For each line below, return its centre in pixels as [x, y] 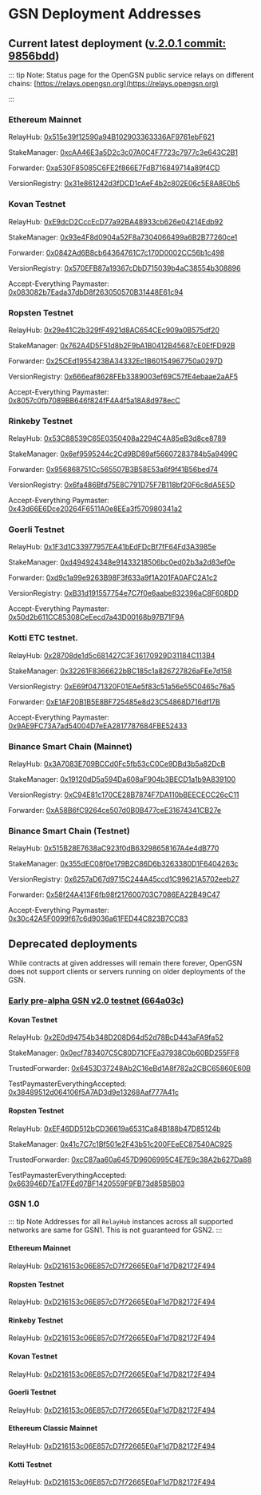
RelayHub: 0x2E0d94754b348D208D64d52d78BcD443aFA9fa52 [116, 1037]
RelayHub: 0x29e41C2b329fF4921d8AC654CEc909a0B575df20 [114, 330]
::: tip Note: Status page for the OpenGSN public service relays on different [131, 75]
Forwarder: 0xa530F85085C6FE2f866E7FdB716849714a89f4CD [115, 168]
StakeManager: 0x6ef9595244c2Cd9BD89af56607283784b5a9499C [123, 454]
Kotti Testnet [30, 1464]
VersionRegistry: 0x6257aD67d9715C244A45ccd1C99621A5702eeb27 [124, 879]
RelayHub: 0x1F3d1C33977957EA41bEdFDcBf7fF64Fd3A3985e [113, 547]
